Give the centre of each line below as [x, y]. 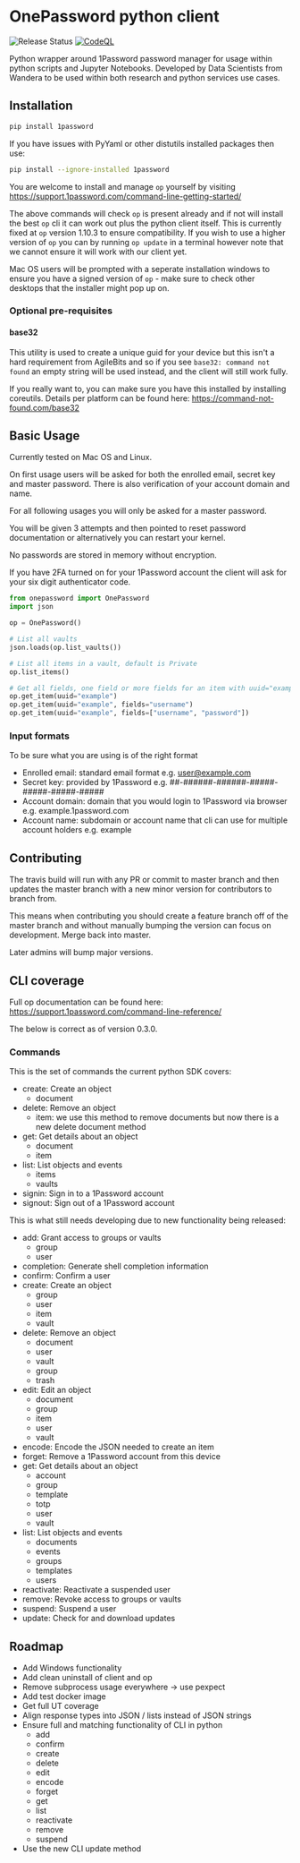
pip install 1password [51, 126]
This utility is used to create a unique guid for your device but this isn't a [142, 352]
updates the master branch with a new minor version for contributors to [141, 889]
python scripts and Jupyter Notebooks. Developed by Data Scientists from [146, 68]
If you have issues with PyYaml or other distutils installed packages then [142, 143]
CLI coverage [47, 981]
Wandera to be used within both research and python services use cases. [145, 77]
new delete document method [91, 1127]
